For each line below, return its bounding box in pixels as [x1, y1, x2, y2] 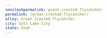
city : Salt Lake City [5, 21, 51, 26]
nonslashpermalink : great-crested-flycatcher [5, 7, 102, 12]
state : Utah [5, 26, 30, 31]
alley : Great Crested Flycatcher [5, 16, 75, 21]
